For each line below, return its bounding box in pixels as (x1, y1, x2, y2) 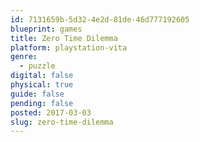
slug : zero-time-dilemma (10, 117, 114, 127)
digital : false (10, 71, 74, 81)
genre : (10, 52, 38, 62)
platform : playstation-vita (10, 42, 128, 53)
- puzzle (19, 61, 56, 71)
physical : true (10, 80, 74, 90)
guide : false (10, 89, 65, 99)
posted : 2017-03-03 (10, 107, 92, 118)
